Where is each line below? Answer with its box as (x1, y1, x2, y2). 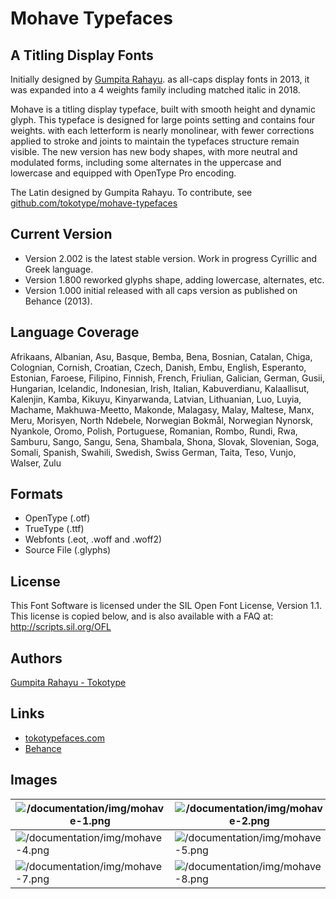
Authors (10, 650, 63, 667)
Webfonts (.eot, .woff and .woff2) (24, 533, 163, 546)
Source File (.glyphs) (24, 544, 112, 556)
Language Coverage (10, 324, 140, 341)
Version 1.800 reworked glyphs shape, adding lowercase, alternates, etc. (24, 273, 325, 286)
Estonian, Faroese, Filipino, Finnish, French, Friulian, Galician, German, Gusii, (10, 372, 325, 384)
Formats (10, 486, 63, 503)
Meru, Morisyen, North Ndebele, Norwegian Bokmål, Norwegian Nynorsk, (10, 414, 314, 426)
